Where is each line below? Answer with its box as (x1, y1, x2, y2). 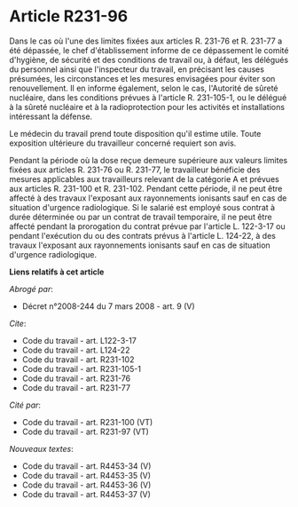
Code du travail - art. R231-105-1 (21, 363, 142, 374)
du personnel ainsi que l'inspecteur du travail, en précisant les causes (9, 64, 264, 75)
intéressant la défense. (9, 111, 93, 122)
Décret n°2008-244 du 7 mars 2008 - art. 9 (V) (21, 300, 195, 312)
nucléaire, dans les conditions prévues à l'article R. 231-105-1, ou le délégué (9, 91, 287, 103)
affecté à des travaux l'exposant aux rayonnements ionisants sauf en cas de (9, 193, 287, 203)
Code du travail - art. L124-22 (21, 345, 130, 355)
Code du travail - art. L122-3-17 (21, 335, 137, 345)
